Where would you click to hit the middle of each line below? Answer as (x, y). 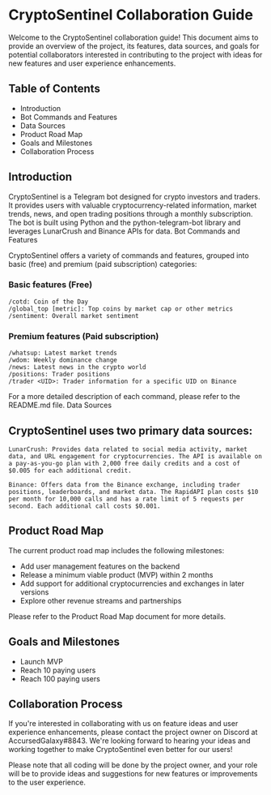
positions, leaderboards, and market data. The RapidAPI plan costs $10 (133, 492)
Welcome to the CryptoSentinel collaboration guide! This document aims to (133, 37)
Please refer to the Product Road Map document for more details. (117, 616)
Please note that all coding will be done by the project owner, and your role (133, 765)
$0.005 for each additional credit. (70, 471)
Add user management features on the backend (100, 566)
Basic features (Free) (51, 285)
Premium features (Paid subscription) (84, 336)
